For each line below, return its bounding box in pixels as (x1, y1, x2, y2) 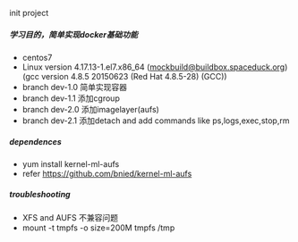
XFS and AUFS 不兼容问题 (21, 212, 119, 222)
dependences (9, 136, 63, 146)
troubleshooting (9, 188, 71, 199)
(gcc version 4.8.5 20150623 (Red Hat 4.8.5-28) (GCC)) (21, 71, 227, 81)
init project (9, 8, 49, 18)
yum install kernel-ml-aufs (21, 158, 120, 169)
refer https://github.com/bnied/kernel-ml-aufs (21, 168, 192, 179)
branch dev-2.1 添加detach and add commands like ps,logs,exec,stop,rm (21, 115, 290, 126)
